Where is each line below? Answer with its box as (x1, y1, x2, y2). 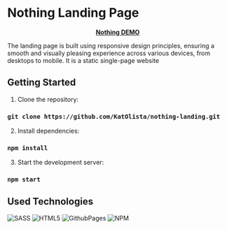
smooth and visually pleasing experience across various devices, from (7, 49, 211, 57)
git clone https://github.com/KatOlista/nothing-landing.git (7, 112, 221, 120)
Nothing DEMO (95, 28, 140, 36)
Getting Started (7, 77, 76, 89)
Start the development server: (17, 158, 104, 167)
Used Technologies (7, 195, 93, 207)
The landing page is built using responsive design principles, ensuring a (7, 41, 215, 50)
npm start (7, 176, 41, 184)
